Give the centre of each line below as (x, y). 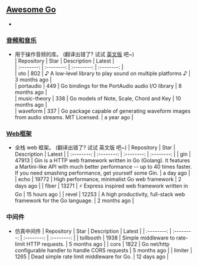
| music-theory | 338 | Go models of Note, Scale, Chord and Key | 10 (98, 98)
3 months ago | (33, 80)
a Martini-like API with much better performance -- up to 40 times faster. (103, 167)
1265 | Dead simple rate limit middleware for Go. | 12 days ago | (92, 257)
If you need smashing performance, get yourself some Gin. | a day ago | (102, 173)
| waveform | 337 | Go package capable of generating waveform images (103, 111)
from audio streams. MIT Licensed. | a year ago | (74, 117)
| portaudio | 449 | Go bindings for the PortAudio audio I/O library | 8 (98, 86)
